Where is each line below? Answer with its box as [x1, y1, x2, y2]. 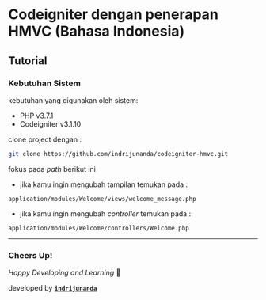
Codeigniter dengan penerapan [8, 6, 219, 24]
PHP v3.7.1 [19, 111, 54, 120]
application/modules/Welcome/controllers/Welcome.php [8, 224, 190, 232]
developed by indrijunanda [8, 283, 97, 293]
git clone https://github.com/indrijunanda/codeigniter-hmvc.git [8, 150, 228, 158]
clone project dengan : [8, 135, 82, 144]
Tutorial [8, 54, 47, 67]
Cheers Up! [8, 249, 53, 260]
